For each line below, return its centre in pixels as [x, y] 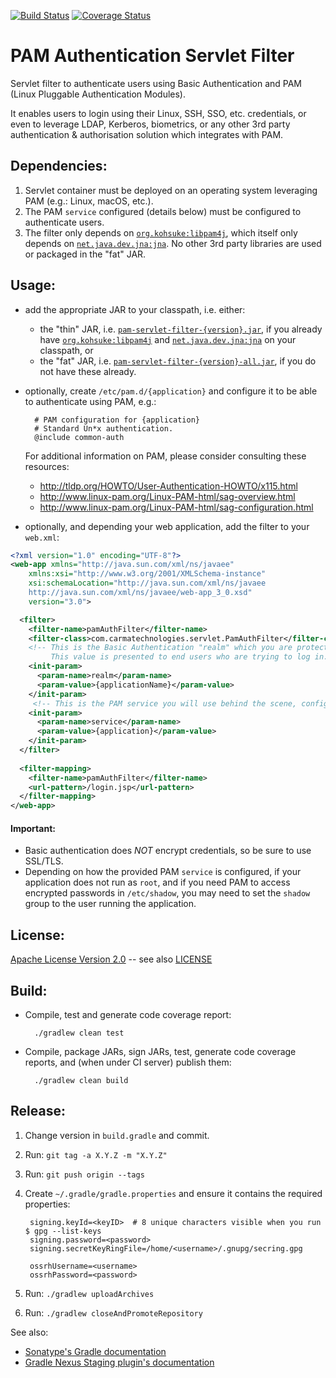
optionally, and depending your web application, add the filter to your [167, 526]
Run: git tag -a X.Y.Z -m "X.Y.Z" [96, 1154]
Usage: [33, 285]
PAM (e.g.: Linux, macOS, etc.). [89, 201]
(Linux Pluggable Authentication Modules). [98, 94]
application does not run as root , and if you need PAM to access [157, 882]
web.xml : [42, 537]
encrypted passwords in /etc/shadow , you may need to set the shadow [167, 893]
